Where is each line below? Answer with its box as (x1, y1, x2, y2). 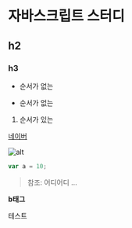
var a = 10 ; (8, 162, 47, 170)
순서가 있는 (19, 115, 54, 124)
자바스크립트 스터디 (8, 7, 125, 25)
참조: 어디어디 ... (27, 178, 78, 187)
